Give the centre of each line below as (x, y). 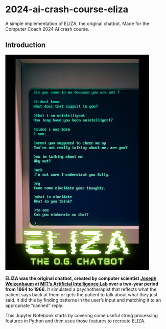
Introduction (26, 45)
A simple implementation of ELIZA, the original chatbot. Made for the (77, 24)
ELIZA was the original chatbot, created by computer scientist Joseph (81, 278)
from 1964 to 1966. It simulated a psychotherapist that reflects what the (81, 289)
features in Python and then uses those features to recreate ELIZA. (75, 321)
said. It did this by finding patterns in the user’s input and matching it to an (83, 300)
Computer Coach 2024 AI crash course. (47, 29)
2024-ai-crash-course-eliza (67, 9)
